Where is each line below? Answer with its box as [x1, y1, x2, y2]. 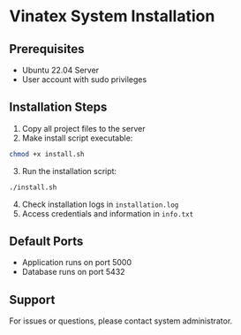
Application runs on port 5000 [21, 257, 132, 268]
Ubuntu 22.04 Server [21, 65, 100, 75]
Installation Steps [9, 100, 108, 115]
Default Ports [9, 233, 84, 248]
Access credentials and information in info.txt [21, 208, 194, 218]
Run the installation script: [21, 165, 117, 176]
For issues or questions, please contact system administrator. [9, 316, 233, 326]
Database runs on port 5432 [21, 267, 125, 278]
